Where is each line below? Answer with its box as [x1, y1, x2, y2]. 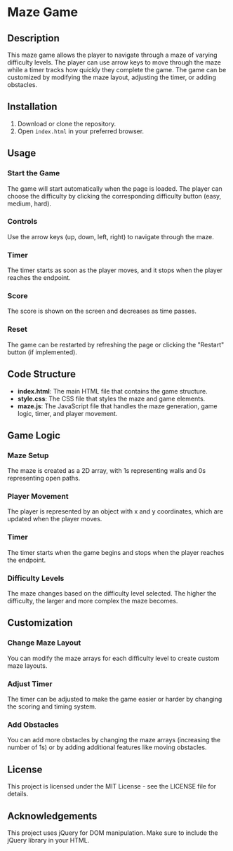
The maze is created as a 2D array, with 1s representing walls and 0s [7, 467, 206, 475]
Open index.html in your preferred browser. [17, 127, 145, 135]
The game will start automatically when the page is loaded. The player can [7, 184, 222, 193]
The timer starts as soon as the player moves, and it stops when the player [7, 266, 223, 274]
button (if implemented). [7, 348, 77, 356]
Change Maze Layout [7, 638, 81, 648]
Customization [7, 617, 74, 629]
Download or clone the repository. [17, 119, 116, 128]
